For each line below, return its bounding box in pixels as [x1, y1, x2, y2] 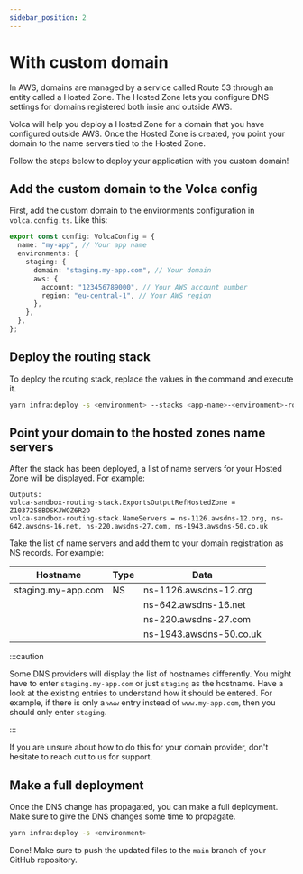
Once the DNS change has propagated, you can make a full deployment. [9, 802, 279, 813]
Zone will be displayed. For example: [9, 473, 146, 483]
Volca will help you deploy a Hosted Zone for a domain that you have [9, 118, 265, 129]
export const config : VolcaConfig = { [9, 232, 155, 242]
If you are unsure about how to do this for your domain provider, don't [9, 741, 269, 753]
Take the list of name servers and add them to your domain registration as [9, 538, 284, 548]
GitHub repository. [9, 854, 78, 866]
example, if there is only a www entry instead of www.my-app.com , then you [9, 697, 276, 708]
